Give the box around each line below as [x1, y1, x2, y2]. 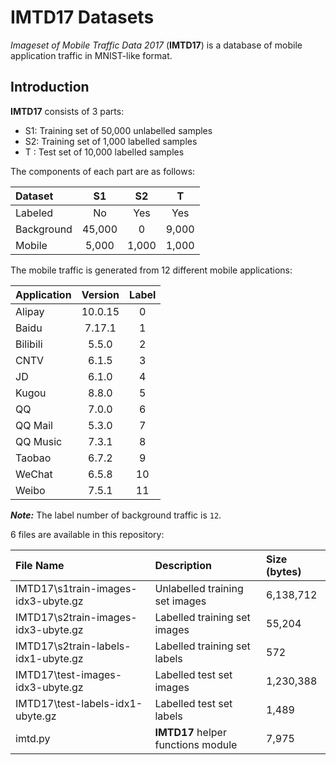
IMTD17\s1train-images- [15, 581, 138, 595]
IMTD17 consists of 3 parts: [10, 105, 125, 117]
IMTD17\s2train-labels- [15, 639, 132, 653]
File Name [15, 558, 65, 572]
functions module [154, 737, 238, 751]
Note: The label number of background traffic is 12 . [10, 509, 222, 521]
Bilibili [15, 337, 43, 351]
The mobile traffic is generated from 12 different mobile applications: [10, 264, 293, 276]
